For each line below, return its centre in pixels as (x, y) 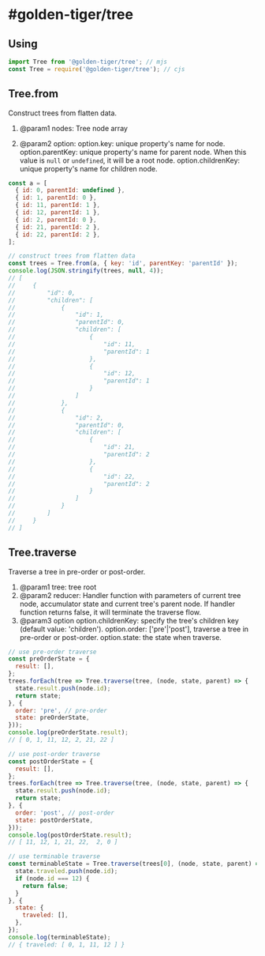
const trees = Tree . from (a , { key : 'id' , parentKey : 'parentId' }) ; (123, 263)
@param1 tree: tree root (58, 587)
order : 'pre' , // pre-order (62, 710)
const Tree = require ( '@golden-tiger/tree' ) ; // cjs (97, 69)
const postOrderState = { (50, 761)
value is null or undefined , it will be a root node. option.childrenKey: (130, 160)
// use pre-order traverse (52, 652)
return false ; (45, 886)
